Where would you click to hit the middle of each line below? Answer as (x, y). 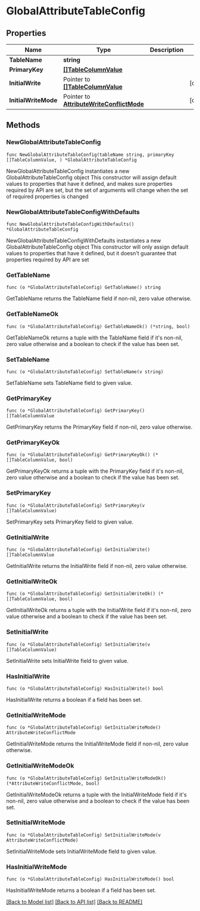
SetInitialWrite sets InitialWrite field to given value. (68, 661)
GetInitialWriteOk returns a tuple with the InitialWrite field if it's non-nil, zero (99, 610)
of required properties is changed (47, 196)
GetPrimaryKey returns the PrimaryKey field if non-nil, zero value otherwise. (99, 427)
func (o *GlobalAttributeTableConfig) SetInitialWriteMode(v (84, 835)
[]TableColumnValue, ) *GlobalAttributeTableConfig (71, 160)
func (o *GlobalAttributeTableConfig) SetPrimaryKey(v (76, 505)
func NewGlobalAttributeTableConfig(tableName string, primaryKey (90, 155)
